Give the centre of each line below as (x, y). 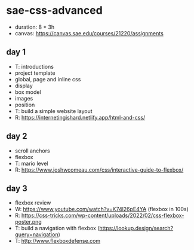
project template (35, 73)
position (25, 105)
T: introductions (34, 66)
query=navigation (36, 234)
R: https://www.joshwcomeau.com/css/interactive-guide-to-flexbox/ (99, 170)
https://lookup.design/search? (136, 228)
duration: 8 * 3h (35, 27)
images (24, 98)
